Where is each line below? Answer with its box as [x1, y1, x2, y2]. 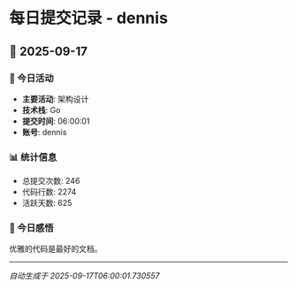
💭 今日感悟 [9, 222, 55, 234]
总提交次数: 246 [21, 176, 80, 186]
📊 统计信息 [9, 151, 57, 164]
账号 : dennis [21, 126, 67, 137]
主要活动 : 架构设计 [21, 94, 89, 104]
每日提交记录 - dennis [9, 8, 168, 28]
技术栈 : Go [21, 104, 61, 115]
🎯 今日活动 [9, 72, 55, 84]
